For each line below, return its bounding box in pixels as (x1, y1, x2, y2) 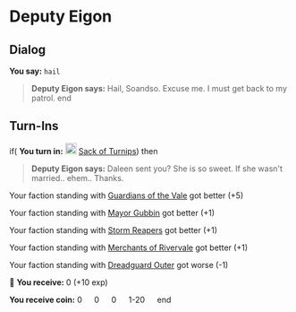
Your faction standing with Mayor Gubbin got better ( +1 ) (9, 207, 216, 218)
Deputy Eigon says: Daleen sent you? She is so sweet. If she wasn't (30, 163, 283, 174)
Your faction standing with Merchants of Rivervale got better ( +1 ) (9, 242, 249, 253)
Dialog (9, 42, 47, 57)
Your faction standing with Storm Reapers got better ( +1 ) (9, 224, 217, 235)
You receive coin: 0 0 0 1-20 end (9, 294, 172, 305)
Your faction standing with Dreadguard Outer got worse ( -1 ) (9, 259, 229, 270)
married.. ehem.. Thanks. (30, 172, 124, 183)
